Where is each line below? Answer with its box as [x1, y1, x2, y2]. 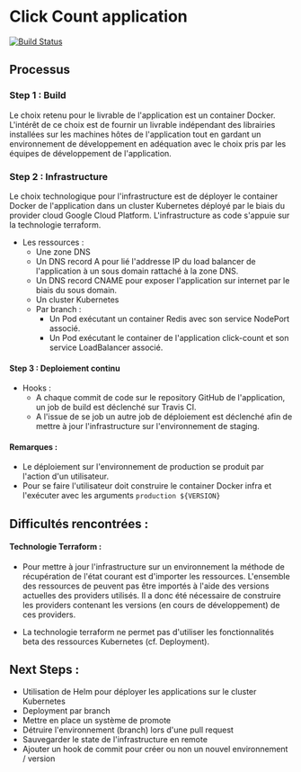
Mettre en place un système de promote [22, 714, 172, 725]
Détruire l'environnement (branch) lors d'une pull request [22, 724, 234, 735]
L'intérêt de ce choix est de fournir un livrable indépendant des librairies [9, 119, 276, 130]
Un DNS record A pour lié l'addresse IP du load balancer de [35, 256, 256, 266]
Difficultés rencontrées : [9, 516, 149, 532]
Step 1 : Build [9, 89, 66, 102]
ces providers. [22, 609, 76, 620]
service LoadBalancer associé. [49, 342, 164, 353]
